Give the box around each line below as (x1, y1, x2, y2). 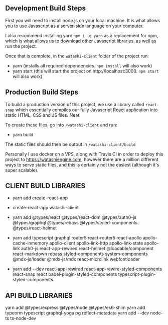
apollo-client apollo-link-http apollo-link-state (49, 240, 143, 246)
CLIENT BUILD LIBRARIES (5, 182, 86, 190)
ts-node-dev (10, 315, 37, 321)
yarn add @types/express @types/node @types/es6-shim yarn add (5, 304, 145, 311)
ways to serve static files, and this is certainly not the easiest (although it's (5, 161, 159, 168)
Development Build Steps (5, 4, 86, 13)
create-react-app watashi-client (12, 205, 79, 211)
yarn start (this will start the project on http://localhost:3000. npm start (12, 68, 159, 74)
